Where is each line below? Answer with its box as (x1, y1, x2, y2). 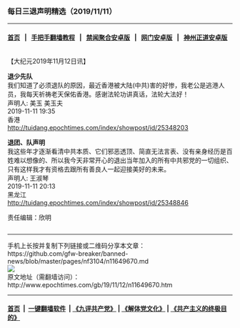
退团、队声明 (7, 138, 45, 146)
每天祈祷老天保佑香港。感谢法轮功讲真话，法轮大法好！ (26, 89, 189, 98)
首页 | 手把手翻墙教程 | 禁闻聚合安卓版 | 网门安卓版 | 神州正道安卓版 (7, 33, 228, 41)
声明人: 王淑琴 (7, 174, 49, 182)
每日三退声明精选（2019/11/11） (7, 6, 116, 16)
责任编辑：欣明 (7, 213, 51, 222)
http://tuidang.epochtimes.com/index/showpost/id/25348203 (7, 123, 189, 131)
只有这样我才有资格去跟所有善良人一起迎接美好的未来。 (7, 164, 170, 173)
